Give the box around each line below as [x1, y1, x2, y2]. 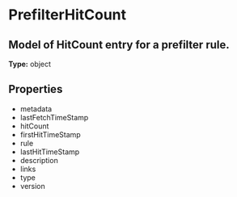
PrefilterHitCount [8, 6, 127, 24]
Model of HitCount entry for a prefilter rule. [8, 38, 230, 52]
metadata [19, 103, 53, 114]
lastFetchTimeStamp [19, 112, 89, 122]
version [19, 181, 46, 191]
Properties [8, 82, 63, 96]
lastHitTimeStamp [19, 147, 80, 157]
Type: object [8, 59, 51, 69]
